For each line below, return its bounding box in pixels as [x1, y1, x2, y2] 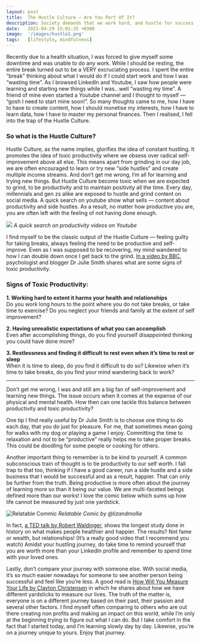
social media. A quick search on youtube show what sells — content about [6, 196, 190, 204]
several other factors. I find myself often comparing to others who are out [6, 603, 187, 610]
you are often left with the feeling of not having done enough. [6, 210, 157, 217]
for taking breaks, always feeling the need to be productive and [6, 240, 163, 247]
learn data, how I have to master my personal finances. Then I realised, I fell [6, 111, 193, 118]
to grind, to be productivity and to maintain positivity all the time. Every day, [6, 184, 193, 191]
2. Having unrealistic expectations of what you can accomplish [6, 325, 166, 332]
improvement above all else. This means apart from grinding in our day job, [6, 159, 191, 166]
